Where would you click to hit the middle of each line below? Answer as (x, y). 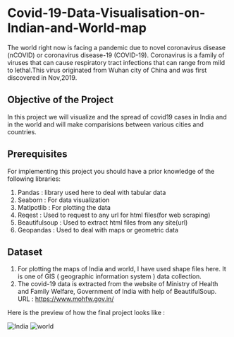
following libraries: (34, 179)
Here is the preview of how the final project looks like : (86, 313)
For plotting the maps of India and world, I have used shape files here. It (122, 269)
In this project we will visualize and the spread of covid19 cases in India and (117, 117)
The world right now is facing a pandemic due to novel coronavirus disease (117, 47)
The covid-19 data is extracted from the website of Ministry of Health (118, 284)
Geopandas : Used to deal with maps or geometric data (98, 230)
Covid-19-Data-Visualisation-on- (106, 13)
